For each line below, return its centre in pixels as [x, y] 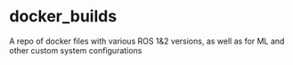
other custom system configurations [76, 50]
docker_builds [63, 16]
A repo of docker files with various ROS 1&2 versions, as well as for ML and [147, 41]
